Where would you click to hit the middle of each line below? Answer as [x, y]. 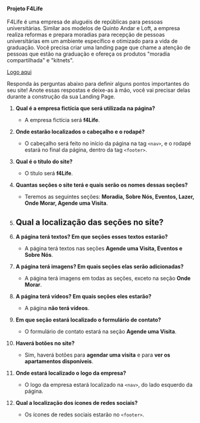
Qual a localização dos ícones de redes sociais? [77, 403]
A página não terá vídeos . [57, 308]
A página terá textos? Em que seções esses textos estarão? [92, 237]
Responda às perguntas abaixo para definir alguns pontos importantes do [98, 84]
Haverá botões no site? [45, 343]
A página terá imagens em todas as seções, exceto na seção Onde [108, 279]
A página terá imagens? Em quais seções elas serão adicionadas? [100, 266]
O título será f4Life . [48, 173]
